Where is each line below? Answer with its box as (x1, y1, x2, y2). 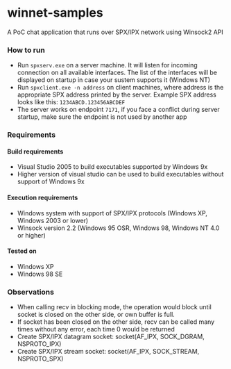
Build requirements (7, 147, 64, 156)
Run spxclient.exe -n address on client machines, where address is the (17, 83, 224, 92)
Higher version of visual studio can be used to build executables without (17, 170, 224, 179)
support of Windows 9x (17, 177, 85, 186)
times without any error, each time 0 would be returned (17, 325, 176, 334)
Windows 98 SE (17, 270, 63, 278)
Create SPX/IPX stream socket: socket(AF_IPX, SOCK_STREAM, (17, 347, 200, 356)
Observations (7, 287, 54, 297)
